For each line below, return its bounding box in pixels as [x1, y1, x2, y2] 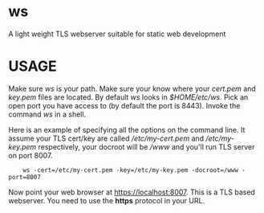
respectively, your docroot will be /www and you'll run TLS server [38, 141, 255, 151]
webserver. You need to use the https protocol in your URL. [8, 195, 205, 205]
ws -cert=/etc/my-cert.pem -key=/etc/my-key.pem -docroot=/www [22, 166, 239, 174]
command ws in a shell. [8, 109, 87, 119]
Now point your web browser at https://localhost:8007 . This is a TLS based [8, 187, 255, 197]
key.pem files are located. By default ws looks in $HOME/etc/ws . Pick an [8, 92, 249, 102]
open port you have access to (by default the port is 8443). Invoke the [8, 100, 241, 110]
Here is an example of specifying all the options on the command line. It [8, 125, 246, 134]
